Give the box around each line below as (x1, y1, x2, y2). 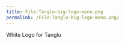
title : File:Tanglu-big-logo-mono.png (6, 8, 103, 15)
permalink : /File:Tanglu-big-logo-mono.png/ (6, 14, 120, 20)
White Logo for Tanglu (6, 31, 62, 38)
